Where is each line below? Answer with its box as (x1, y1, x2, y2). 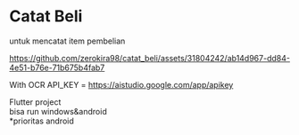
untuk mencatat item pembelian (9, 36, 126, 46)
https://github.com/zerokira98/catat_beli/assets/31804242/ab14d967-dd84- (9, 52, 290, 63)
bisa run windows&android (9, 106, 107, 116)
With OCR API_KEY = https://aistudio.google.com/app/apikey (9, 79, 234, 90)
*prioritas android (9, 115, 74, 126)
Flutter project (9, 96, 62, 107)
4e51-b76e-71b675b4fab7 (9, 62, 105, 73)
